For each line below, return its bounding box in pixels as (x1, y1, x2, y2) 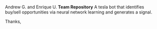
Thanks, (5, 19, 21, 24)
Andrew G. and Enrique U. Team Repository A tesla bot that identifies (5, 4, 144, 10)
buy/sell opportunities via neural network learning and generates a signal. (5, 9, 152, 15)
